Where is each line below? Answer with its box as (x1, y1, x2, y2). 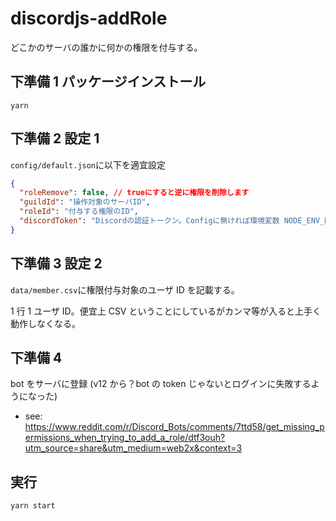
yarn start (10, 501, 56, 511)
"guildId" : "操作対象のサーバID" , (19, 197, 151, 207)
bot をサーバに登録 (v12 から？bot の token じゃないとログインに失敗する (10, 378, 312, 390)
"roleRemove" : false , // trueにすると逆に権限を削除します (19, 188, 250, 198)
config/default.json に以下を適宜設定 (10, 158, 167, 171)
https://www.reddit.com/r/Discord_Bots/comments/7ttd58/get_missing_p (24, 421, 325, 433)
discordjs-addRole (10, 7, 168, 30)
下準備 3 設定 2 (10, 255, 103, 272)
